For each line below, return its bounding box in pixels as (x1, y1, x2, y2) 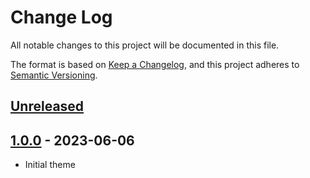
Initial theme (24, 159, 76, 171)
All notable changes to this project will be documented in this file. (10, 39, 280, 51)
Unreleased (10, 98, 85, 115)
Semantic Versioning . (10, 69, 98, 81)
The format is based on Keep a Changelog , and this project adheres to (10, 58, 300, 70)
